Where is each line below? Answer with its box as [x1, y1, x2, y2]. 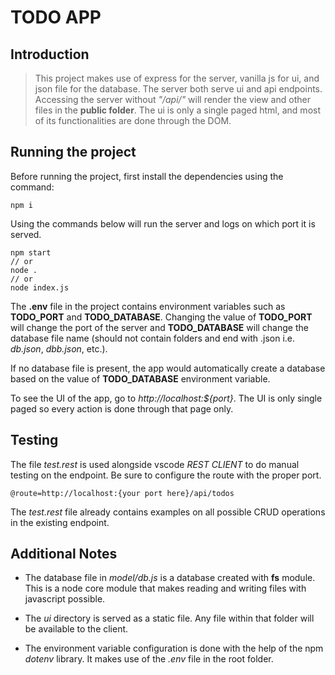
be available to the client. [24, 623, 129, 635]
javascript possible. [24, 593, 106, 605]
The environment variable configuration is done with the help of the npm [24, 642, 324, 655]
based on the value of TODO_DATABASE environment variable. [10, 372, 271, 385]
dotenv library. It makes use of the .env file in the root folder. [24, 653, 274, 665]
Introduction [10, 46, 90, 63]
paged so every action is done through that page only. [10, 402, 234, 415]
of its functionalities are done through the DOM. [34, 115, 232, 126]
